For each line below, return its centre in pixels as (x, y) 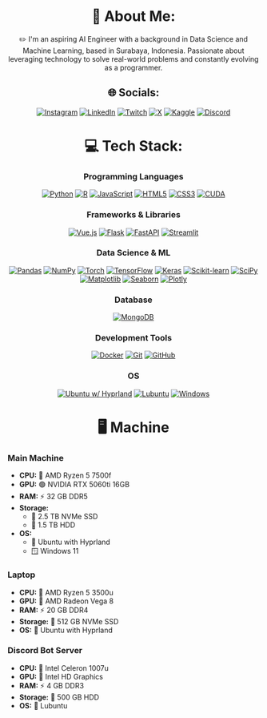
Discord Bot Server (45, 651)
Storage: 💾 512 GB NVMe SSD (69, 621)
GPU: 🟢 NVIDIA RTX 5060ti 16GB (74, 485)
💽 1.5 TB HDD (53, 525)
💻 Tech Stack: (133, 145)
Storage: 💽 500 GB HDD (59, 697)
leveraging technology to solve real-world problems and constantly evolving (133, 58)
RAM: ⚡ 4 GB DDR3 (52, 685)
